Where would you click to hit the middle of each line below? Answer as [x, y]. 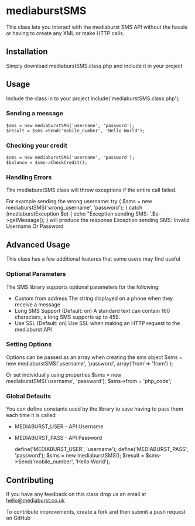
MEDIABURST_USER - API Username [59, 426]
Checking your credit [37, 145]
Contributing [30, 480]
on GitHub [18, 518]
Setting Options [29, 344]
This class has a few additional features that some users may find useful [93, 259]
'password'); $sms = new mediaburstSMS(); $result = [79, 456]
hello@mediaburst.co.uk [35, 500]
